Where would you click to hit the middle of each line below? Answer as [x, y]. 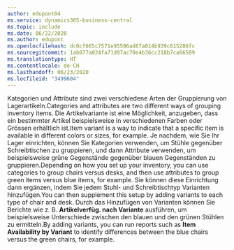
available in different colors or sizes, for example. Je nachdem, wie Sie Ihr [114, 135]
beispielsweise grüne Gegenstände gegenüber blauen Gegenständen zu [111, 158]
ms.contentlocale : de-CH [43, 66]
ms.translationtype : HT [42, 59]
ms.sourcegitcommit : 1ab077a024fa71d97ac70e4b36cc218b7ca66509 [101, 53]
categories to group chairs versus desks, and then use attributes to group [113, 172]
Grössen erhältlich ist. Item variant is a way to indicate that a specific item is [116, 128]
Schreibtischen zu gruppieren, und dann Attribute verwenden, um [102, 150]
